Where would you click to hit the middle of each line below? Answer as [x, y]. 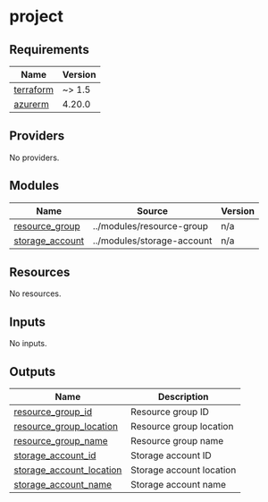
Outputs [33, 372]
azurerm [31, 104]
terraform [34, 89]
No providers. [34, 157]
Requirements [49, 50]
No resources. [35, 294]
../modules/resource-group [150, 225]
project [37, 17]
